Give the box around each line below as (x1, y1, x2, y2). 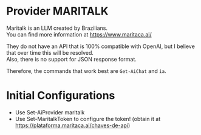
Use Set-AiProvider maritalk (15, 108, 85, 116)
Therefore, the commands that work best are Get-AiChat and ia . (6, 67, 167, 74)
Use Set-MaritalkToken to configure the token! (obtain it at (15, 115, 161, 122)
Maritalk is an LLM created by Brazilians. (6, 24, 108, 32)
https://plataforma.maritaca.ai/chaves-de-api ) (15, 122, 131, 129)
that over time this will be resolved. (6, 49, 94, 56)
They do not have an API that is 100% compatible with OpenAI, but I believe (6, 43, 196, 50)
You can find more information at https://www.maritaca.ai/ (6, 30, 152, 38)
